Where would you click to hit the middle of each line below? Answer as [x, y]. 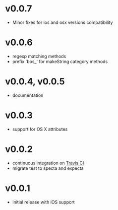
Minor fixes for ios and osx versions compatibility [62, 22]
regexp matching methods [39, 56]
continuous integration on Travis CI [48, 163]
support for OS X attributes [40, 129]
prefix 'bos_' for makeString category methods [60, 61]
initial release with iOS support [44, 202]
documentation [28, 95]
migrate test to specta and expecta [48, 168]
